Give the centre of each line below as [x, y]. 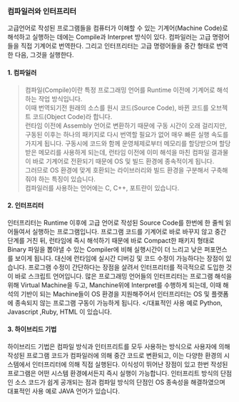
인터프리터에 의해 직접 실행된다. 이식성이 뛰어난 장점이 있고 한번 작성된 [130, 364]
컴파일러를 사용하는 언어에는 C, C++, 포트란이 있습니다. [102, 187]
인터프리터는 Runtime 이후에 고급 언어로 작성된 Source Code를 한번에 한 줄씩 [116, 222]
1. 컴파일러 [22, 72]
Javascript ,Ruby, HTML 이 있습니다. [60, 311]
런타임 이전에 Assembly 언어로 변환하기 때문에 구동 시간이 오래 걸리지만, [126, 125]
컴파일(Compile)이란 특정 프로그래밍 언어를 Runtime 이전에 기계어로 [120, 90]
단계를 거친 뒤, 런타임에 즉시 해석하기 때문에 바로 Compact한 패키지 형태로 [111, 240]
